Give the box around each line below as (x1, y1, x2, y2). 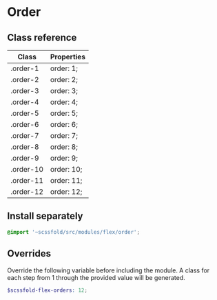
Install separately (7, 210, 83, 222)
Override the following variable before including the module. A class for (7, 266, 210, 274)
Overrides (7, 248, 52, 259)
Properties (50, 52, 86, 61)
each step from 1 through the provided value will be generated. (7, 273, 186, 281)
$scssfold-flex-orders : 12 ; (7, 287, 88, 294)
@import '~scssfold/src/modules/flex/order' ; (7, 228, 140, 235)
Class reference (7, 32, 77, 43)
